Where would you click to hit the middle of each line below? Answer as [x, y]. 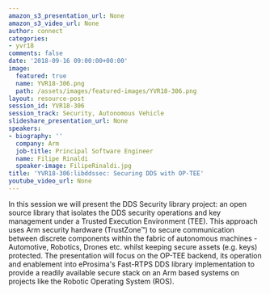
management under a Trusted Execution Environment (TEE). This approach [133, 221]
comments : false [36, 53]
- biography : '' [36, 136]
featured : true [41, 76]
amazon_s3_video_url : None [54, 23]
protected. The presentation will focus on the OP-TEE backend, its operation [135, 255]
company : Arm [38, 143]
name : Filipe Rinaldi [52, 158]
